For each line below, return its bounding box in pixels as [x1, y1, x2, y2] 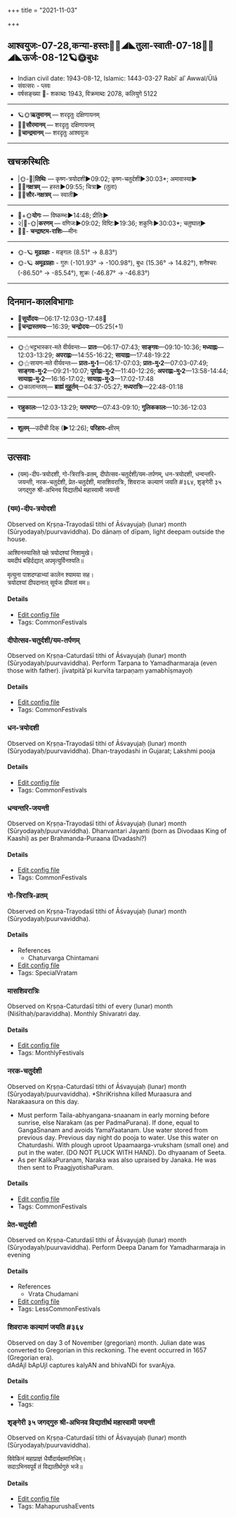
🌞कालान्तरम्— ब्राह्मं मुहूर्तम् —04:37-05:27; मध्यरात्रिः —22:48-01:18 [17, 382, 184, 391]
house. [7, 534, 27, 543]
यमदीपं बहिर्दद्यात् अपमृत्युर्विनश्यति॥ [7, 556, 84, 564]
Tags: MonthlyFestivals [17, 1049, 84, 1057]
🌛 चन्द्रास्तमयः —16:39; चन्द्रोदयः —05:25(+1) [17, 323, 124, 331]
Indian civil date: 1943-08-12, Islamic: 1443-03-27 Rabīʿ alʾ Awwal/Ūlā [17, 74, 218, 82]
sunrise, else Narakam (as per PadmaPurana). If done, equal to [17, 1118, 199, 1127]
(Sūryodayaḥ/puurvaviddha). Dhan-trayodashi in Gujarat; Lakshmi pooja [7, 747, 216, 755]
